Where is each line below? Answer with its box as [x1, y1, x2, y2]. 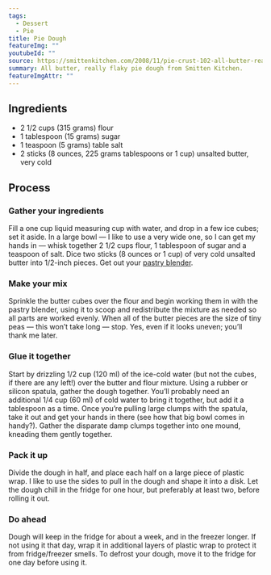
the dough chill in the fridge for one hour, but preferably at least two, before [8, 485, 260, 495]
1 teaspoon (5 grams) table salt [19, 141, 123, 150]
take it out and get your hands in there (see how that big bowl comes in [8, 412, 245, 422]
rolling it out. [8, 493, 50, 503]
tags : [8, 11, 27, 20]
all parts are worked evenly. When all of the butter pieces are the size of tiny [8, 313, 262, 323]
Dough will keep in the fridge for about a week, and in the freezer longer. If [8, 532, 256, 542]
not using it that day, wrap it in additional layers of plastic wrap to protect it [8, 540, 256, 550]
